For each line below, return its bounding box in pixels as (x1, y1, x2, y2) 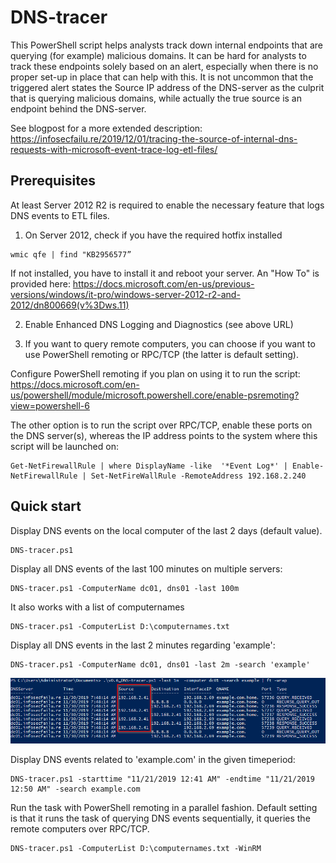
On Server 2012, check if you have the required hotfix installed (24, 229, 283, 241)
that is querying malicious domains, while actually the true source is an (10, 92, 303, 104)
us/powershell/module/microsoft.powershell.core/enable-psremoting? (10, 389, 300, 401)
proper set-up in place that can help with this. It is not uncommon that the (10, 71, 314, 83)
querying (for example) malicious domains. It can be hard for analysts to (10, 49, 307, 61)
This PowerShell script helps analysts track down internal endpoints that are (10, 39, 323, 51)
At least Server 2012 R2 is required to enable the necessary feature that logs (10, 199, 325, 211)
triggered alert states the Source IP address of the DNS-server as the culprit (10, 81, 325, 93)
